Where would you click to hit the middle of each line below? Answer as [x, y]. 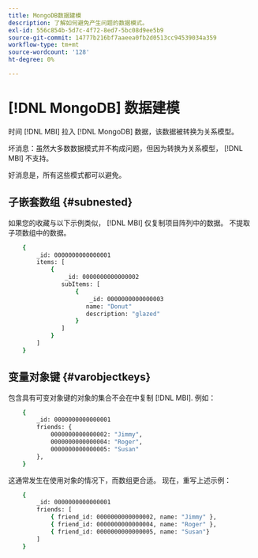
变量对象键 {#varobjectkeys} [80, 377]
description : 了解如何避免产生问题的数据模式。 [78, 23]
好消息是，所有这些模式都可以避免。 [67, 175]
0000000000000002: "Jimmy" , [97, 435]
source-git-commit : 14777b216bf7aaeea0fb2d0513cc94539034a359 [112, 38]
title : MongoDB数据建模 [45, 15]
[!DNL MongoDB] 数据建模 [94, 108]
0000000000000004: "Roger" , [97, 442]
